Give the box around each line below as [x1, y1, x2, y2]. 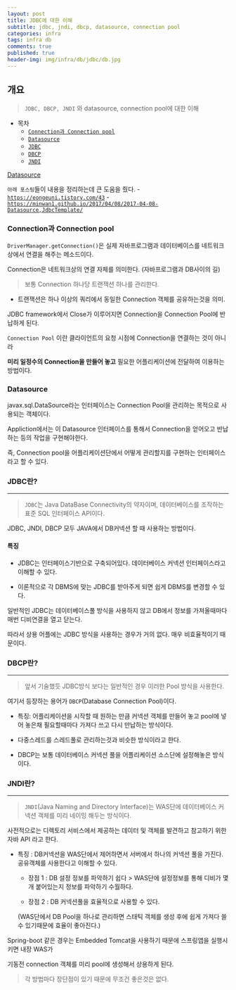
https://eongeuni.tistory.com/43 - [7, 193, 110, 201]
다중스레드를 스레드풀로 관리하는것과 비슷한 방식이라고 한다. [17, 735, 181, 744]
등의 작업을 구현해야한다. [20, 433, 88, 442]
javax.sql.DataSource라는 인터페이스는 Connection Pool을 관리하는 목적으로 [7, 401, 220, 410]
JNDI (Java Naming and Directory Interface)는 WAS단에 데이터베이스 [24, 803, 217, 811]
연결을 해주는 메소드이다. [25, 250, 94, 258]
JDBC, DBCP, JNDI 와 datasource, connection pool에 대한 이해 [24, 103, 199, 113]
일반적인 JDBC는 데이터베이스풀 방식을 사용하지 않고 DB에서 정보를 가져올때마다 [7, 606, 228, 614]
